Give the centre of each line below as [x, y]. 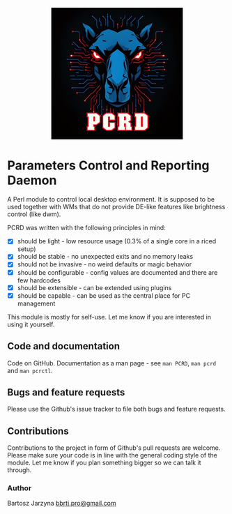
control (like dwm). [34, 214]
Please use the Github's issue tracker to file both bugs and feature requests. [116, 409]
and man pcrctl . [30, 370]
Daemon [32, 180]
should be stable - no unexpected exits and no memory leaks [105, 257]
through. [20, 470]
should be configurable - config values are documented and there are [117, 272]
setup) [26, 249]
